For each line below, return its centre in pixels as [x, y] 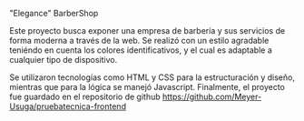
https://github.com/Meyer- [212, 96]
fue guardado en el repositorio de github [85, 96]
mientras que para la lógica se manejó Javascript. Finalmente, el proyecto [147, 87]
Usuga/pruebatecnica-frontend [68, 106]
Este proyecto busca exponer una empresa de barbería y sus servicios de [147, 30]
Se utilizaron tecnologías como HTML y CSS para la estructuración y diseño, [152, 77]
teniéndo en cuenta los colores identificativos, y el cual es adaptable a [141, 50]
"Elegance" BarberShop [54, 13]
